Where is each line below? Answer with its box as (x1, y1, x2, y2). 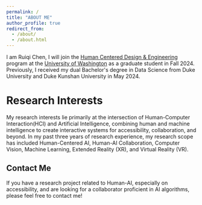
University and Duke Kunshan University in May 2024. (6, 73, 140, 80)
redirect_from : (6, 25, 45, 32)
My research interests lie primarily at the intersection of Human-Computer (6, 113, 191, 121)
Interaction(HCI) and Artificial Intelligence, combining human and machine (6, 120, 190, 127)
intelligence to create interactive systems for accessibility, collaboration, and (6, 126, 197, 133)
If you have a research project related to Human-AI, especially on (6, 179, 168, 186)
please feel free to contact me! (6, 192, 83, 199)
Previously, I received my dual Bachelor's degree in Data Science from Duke (6, 66, 195, 73)
